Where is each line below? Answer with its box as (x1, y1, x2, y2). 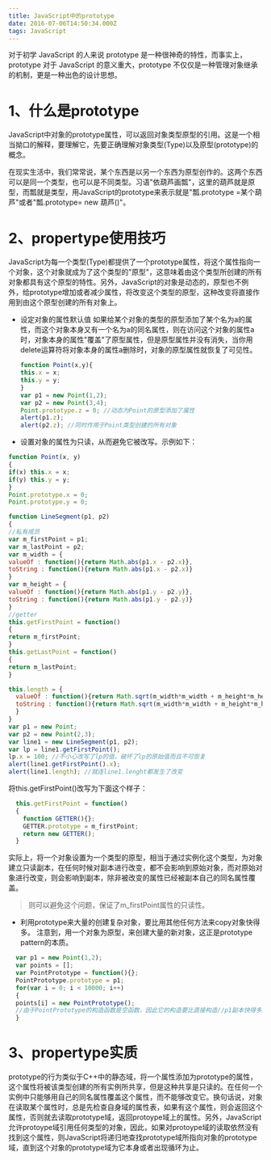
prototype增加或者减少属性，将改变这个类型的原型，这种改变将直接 (29, 288, 253, 297)
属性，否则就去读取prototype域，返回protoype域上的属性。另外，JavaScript (8, 1112, 262, 1122)
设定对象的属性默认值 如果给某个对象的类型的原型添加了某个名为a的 (19, 314, 246, 324)
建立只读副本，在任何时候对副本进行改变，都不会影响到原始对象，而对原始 (8, 863, 256, 873)
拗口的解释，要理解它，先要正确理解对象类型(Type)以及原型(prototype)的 (15, 140, 259, 150)
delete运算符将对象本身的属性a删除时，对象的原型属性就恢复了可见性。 (19, 345, 257, 355)
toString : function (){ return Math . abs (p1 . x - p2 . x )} (8, 565, 194, 574)
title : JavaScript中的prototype (8, 11, 115, 20)
